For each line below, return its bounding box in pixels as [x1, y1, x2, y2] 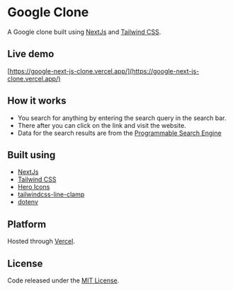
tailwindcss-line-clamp [17, 190, 85, 198]
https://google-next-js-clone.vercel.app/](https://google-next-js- [9, 66, 200, 75]
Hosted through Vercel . [7, 237, 76, 246]
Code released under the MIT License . [7, 276, 120, 285]
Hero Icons [17, 183, 50, 191]
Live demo [7, 48, 55, 60]
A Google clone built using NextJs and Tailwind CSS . [7, 28, 161, 36]
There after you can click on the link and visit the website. [17, 121, 186, 129]
